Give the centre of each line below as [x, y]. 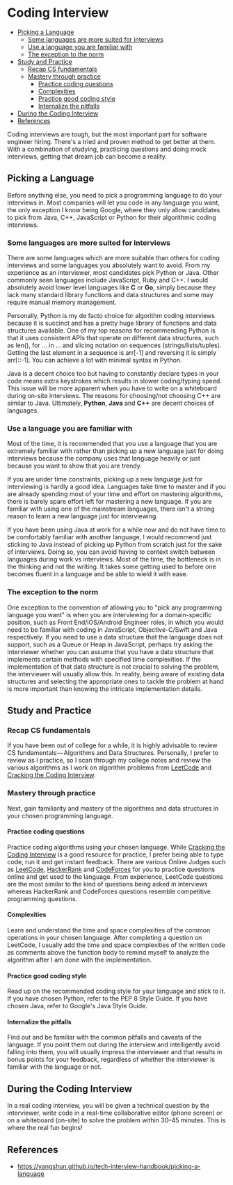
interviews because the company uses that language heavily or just [104, 459]
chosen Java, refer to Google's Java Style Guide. [77, 1006]
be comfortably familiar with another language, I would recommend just [110, 537]
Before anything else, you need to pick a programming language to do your [115, 195]
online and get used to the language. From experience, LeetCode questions [115, 876]
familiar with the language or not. [55, 1067]
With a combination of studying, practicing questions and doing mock [107, 149]
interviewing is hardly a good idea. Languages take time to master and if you [116, 487]
